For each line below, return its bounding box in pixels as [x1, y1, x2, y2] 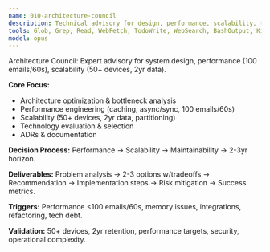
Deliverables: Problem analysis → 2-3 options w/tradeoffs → [8, 169, 211, 179]
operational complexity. [8, 234, 86, 245]
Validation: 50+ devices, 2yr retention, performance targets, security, [8, 226, 239, 236]
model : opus [8, 34, 48, 43]
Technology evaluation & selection [19, 121, 134, 131]
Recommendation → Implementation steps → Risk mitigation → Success [8, 178, 247, 188]
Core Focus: [8, 80, 50, 90]
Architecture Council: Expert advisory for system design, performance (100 [8, 56, 257, 66]
